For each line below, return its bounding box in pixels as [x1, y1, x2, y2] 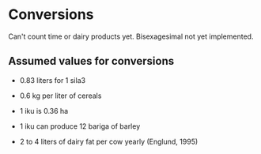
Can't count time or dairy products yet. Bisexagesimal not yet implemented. [8, 32, 254, 41]
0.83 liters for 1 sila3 [19, 75, 85, 85]
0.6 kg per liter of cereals [19, 91, 102, 100]
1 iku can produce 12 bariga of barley [19, 121, 141, 131]
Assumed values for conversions [8, 54, 175, 68]
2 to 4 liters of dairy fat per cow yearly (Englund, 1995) [19, 137, 199, 146]
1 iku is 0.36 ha [19, 106, 69, 115]
